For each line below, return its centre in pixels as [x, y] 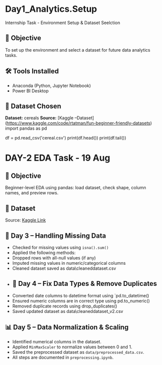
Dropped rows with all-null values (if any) [54, 258]
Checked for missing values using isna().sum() [61, 247]
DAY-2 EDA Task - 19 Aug [58, 158]
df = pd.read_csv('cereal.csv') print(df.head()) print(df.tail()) [66, 138]
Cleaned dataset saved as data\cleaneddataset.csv [64, 268]
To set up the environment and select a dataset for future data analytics [78, 50]
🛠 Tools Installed [32, 71]
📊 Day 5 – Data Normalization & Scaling [67, 327]
